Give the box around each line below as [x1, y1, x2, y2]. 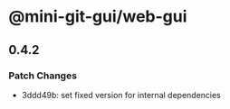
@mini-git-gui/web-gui [8, 6, 187, 27]
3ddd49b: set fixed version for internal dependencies [21, 89, 221, 100]
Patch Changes [8, 69, 78, 82]
